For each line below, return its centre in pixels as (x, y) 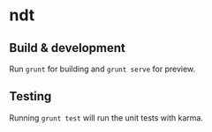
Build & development (67, 48)
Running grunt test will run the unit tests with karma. (106, 117)
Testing (30, 96)
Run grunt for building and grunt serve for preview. (102, 69)
